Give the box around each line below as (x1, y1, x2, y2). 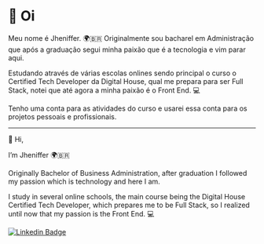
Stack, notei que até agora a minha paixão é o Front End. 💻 (8, 86, 200, 95)
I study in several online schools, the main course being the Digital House (8, 191, 246, 201)
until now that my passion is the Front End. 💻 (8, 209, 155, 218)
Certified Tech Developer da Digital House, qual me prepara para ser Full (8, 76, 244, 86)
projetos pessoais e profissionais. (8, 111, 117, 121)
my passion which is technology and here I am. (8, 177, 161, 186)
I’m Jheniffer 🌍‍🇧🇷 (8, 150, 71, 159)
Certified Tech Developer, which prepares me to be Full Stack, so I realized (8, 200, 250, 209)
